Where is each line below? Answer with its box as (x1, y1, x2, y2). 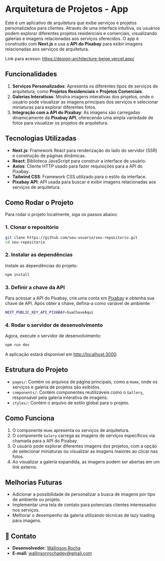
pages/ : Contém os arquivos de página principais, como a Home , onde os (12, 379, 158, 385)
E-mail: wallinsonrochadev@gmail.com (12, 550, 92, 557)
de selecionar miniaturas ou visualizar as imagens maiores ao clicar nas (12, 448, 158, 454)
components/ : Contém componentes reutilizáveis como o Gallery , (12, 389, 144, 395)
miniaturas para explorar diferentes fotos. (12, 104, 97, 110)
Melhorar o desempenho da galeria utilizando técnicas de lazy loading (12, 513, 155, 518)
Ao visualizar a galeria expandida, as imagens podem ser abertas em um (12, 459, 160, 465)
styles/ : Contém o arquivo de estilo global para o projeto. (12, 399, 130, 406)
